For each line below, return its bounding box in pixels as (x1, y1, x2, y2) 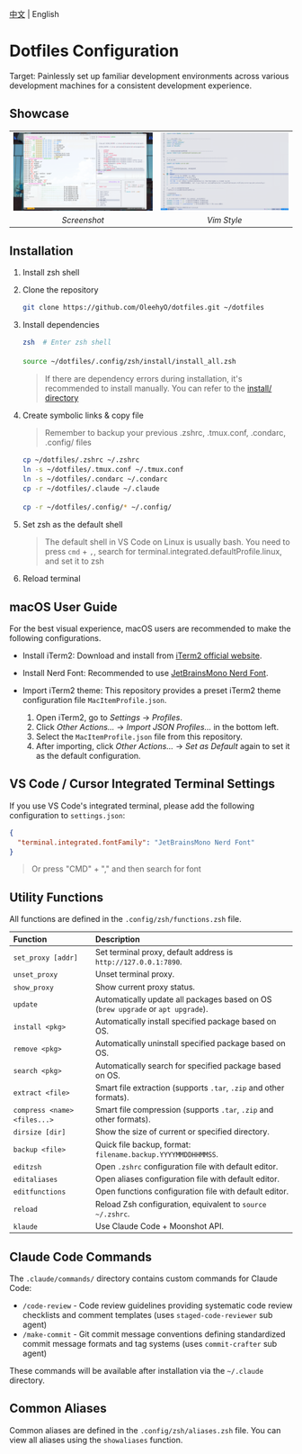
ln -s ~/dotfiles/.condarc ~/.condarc (22, 474, 168, 483)
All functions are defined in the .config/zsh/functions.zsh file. (9, 914, 242, 925)
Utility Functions (9, 890, 104, 905)
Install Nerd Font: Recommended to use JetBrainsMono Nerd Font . (22, 668, 269, 678)
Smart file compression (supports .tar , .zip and (95, 1105, 274, 1115)
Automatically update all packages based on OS (95, 994, 272, 1005)
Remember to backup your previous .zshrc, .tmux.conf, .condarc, (44, 427, 286, 438)
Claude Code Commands (9, 1249, 153, 1264)
